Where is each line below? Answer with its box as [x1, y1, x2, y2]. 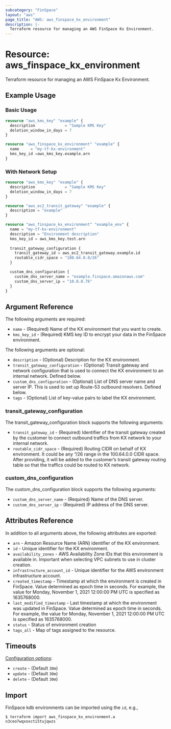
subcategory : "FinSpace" [5, 7, 58, 13]
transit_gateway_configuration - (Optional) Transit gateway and [12, 362, 149, 369]
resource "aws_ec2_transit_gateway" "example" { [5, 203, 111, 208]
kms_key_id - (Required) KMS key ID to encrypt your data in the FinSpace [12, 331, 166, 338]
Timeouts [5, 642, 37, 651]
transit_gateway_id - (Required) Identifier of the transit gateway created [12, 429, 165, 435]
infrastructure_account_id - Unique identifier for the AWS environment [12, 567, 164, 573]
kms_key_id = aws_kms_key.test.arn [10, 236, 86, 241]
